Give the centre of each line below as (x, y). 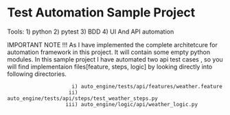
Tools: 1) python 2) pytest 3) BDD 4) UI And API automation (91, 31)
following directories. (37, 74)
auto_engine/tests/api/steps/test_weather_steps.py (82, 98)
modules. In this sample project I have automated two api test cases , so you (115, 59)
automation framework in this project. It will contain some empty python (109, 52)
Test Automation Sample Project (101, 13)
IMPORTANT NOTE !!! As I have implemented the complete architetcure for (112, 44)
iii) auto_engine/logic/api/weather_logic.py (131, 104)
